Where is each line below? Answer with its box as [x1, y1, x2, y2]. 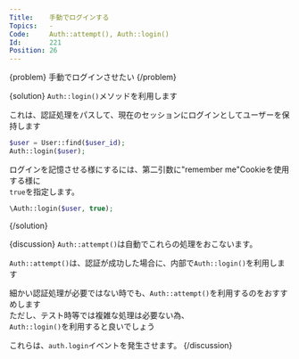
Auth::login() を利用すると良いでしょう [9, 321, 155, 331]
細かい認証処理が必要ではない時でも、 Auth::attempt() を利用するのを [9, 287, 265, 298]
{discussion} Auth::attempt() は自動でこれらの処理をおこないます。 [9, 238, 258, 249]
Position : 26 [9, 46, 58, 55]
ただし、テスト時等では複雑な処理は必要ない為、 [9, 309, 189, 321]
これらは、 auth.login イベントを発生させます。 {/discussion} [9, 339, 233, 350]
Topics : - [9, 21, 54, 30]
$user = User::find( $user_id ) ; [9, 139, 126, 148]
